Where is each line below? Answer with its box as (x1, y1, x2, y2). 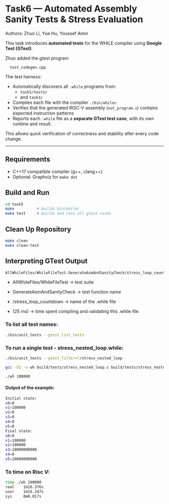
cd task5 (5, 201, 24, 207)
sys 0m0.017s (5, 493, 42, 499)
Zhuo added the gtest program (5, 55, 69, 61)
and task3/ (20, 94, 43, 100)
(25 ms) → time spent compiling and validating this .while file (12, 309, 139, 315)
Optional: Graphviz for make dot (12, 174, 78, 180)
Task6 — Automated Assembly (5, 3, 137, 15)
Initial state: (5, 395, 37, 401)
